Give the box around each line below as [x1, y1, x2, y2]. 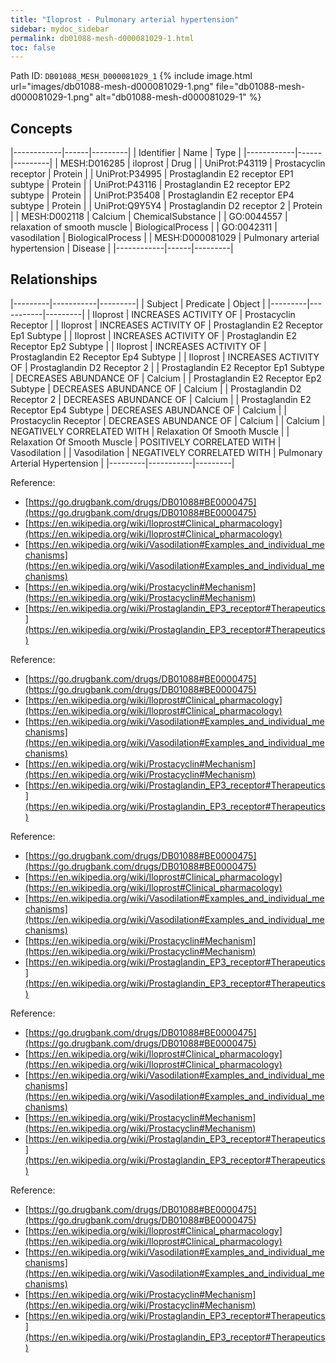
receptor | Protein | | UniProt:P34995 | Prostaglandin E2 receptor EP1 [10, 168, 294, 180]
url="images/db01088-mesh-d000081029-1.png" [10, 81, 214, 93]
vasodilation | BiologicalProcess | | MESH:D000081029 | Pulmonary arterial [10, 232, 320, 244]
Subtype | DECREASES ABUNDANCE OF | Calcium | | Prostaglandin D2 [10, 382, 302, 395]
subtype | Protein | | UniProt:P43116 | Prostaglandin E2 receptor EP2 [10, 179, 291, 191]
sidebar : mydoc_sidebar [10, 24, 110, 34]
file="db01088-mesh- [215, 81, 306, 93]
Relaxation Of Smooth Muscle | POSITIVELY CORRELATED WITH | [10, 436, 282, 448]
